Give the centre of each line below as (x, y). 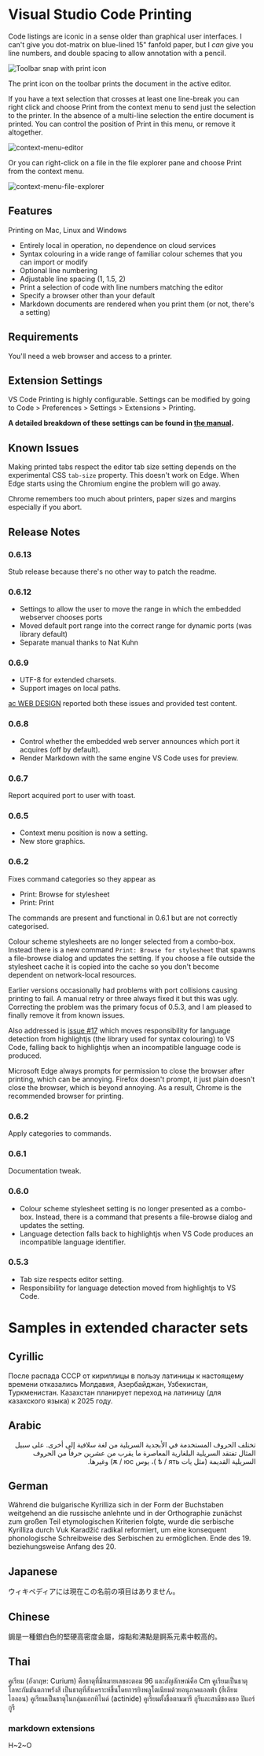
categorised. (29, 926)
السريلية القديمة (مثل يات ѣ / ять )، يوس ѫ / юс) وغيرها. (172, 1461)
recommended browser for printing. (66, 1096)
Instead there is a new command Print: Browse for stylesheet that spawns (132, 949)
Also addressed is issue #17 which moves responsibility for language (119, 1030)
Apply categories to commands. (60, 1133)
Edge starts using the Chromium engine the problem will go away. (115, 484)
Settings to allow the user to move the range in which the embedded (130, 609)
